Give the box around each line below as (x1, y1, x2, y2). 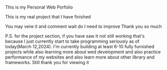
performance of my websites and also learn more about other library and (5, 54, 155, 60)
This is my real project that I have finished (5, 14, 91, 19)
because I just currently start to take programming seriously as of (5, 38, 140, 44)
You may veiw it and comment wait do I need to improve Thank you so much (5, 23, 162, 29)
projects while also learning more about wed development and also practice (5, 49, 161, 55)
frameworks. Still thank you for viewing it (5, 60, 89, 65)
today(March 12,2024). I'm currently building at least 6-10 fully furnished (5, 44, 155, 49)
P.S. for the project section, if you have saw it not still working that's (5, 33, 145, 39)
